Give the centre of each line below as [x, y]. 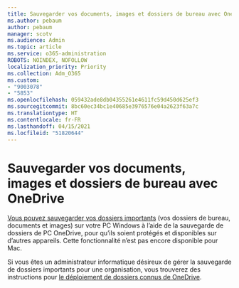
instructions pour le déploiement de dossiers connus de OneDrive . [105, 277]
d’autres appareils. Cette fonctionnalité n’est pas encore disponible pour [113, 241]
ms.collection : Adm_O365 [44, 73]
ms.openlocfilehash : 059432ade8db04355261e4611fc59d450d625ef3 [103, 100]
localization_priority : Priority [57, 67]
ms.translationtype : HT [43, 113]
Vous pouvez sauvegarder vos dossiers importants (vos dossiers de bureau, [119, 218]
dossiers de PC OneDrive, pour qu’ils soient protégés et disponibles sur [112, 233]
